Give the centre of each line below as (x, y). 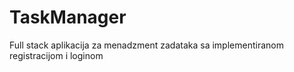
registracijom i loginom (56, 55)
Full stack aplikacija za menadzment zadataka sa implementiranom (146, 45)
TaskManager (68, 17)
